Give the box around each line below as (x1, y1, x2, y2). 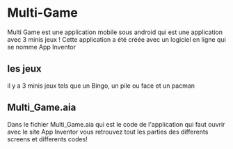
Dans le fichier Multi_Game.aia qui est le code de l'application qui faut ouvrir (7, 120, 225, 128)
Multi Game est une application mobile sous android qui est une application (7, 28, 223, 36)
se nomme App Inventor (7, 42, 77, 51)
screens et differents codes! (7, 134, 88, 143)
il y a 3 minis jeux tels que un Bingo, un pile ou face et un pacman (7, 81, 195, 90)
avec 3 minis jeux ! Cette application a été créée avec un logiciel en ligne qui (7, 35, 226, 43)
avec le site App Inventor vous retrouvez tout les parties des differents (7, 127, 209, 136)
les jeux (7, 63, 42, 74)
